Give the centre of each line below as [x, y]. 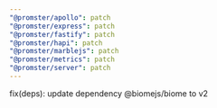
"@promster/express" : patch [62, 26]
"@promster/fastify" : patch [62, 34]
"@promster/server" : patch [60, 68]
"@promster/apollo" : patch [60, 18]
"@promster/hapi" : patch [56, 43]
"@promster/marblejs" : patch [64, 51]
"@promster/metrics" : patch [62, 59]
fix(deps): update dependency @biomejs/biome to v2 [109, 93]
